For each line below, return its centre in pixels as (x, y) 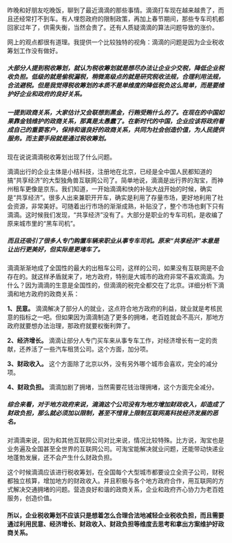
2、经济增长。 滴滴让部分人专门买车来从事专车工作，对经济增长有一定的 (109, 341)
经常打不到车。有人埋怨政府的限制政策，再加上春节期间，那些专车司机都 (122, 19)
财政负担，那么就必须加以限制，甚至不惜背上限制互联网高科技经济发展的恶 (113, 412)
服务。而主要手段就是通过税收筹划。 (59, 138)
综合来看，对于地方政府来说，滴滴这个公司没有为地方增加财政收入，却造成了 (116, 404)
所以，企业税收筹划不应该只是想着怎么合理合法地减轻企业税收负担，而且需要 (116, 515)
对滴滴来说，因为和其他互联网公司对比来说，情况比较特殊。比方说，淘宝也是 (116, 440)
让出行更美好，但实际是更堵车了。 (55, 249)
